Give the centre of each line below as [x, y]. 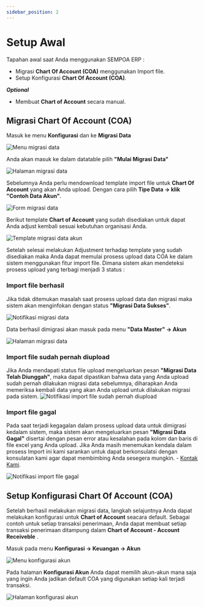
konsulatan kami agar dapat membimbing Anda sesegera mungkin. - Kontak [102, 458]
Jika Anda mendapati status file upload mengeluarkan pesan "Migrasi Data [102, 370]
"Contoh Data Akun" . [34, 196]
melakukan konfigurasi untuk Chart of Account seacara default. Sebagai [98, 517]
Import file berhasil [35, 286]
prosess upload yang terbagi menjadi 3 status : [66, 270]
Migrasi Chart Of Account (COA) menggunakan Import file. [90, 71]
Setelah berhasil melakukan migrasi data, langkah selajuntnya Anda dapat [99, 511]
